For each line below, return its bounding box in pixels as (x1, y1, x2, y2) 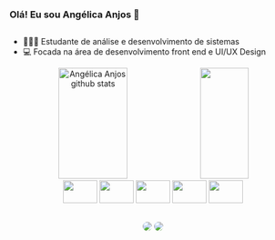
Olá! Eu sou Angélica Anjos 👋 (9, 8, 140, 21)
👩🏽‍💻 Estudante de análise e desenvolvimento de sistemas (22, 36, 239, 47)
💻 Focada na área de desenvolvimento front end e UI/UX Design (22, 46, 267, 57)
